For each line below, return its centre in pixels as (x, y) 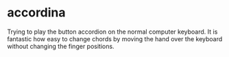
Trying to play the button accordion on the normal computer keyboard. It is (112, 32)
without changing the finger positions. (61, 46)
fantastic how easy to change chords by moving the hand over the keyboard (115, 38)
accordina (37, 13)
